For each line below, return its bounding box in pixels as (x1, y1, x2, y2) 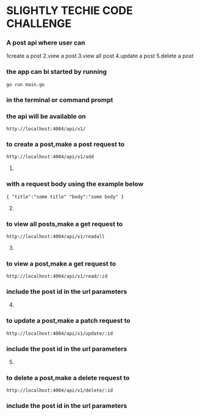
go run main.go (6, 81, 45, 87)
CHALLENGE (6, 16, 72, 31)
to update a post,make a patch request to (6, 316, 130, 325)
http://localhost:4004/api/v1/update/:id (6, 330, 113, 337)
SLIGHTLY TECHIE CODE (6, 4, 133, 18)
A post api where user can (6, 38, 85, 47)
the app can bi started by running (6, 68, 107, 76)
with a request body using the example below (6, 180, 144, 188)
